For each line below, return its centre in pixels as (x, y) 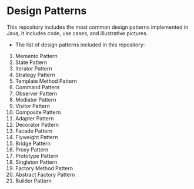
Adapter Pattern (35, 118)
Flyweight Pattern (36, 137)
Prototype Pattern (37, 156)
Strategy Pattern (35, 75)
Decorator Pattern (37, 124)
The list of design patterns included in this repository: (80, 45)
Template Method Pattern (46, 81)
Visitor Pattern (33, 106)
